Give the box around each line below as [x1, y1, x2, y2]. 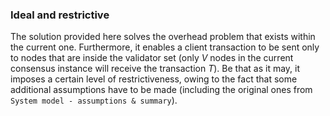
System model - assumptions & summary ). [10, 94, 178, 107]
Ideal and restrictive [10, 8, 110, 22]
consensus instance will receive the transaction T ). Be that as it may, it [10, 63, 301, 75]
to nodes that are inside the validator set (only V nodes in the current [10, 52, 294, 64]
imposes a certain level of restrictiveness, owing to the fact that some [10, 73, 298, 85]
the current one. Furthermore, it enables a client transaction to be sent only [10, 41, 320, 53]
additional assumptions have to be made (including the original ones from [10, 84, 313, 96]
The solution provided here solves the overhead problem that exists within [10, 31, 316, 43]
